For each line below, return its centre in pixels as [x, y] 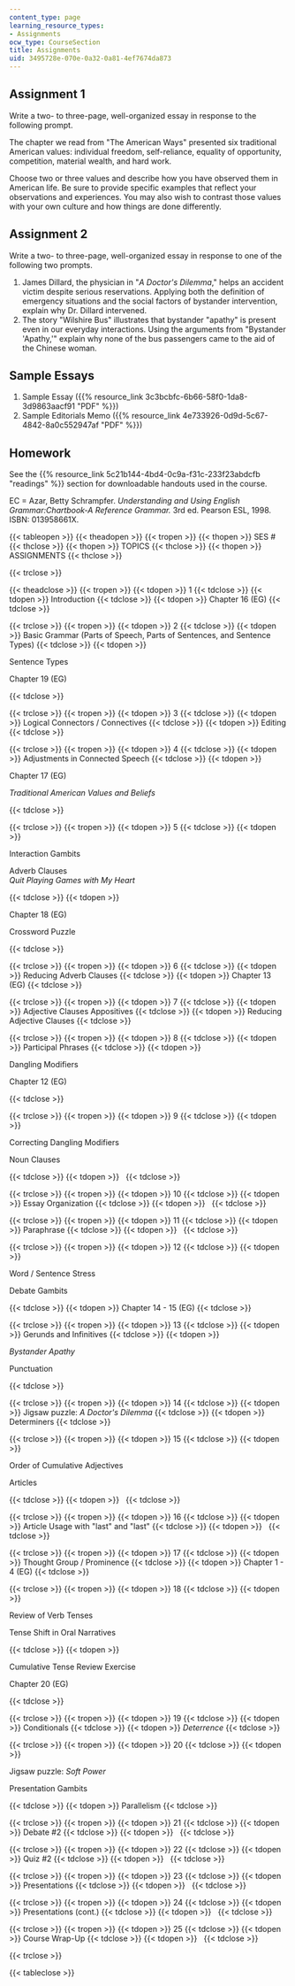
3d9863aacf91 [48, 406]
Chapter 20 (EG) [39, 1684]
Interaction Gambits [45, 854]
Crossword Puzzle [42, 932]
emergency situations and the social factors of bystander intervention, [150, 301]
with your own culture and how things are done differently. [116, 206]
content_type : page [45, 17]
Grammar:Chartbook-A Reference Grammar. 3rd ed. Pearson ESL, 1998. [140, 511]
